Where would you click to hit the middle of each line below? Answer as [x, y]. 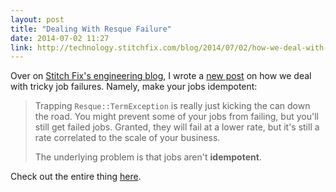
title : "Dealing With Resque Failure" [91, 29]
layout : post [37, 19]
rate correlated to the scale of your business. [127, 138]
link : [21, 47]
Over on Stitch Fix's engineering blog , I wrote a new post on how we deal [161, 76]
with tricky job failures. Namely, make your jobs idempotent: [134, 87]
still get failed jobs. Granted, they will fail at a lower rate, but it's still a [177, 127]
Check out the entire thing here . [76, 177]
